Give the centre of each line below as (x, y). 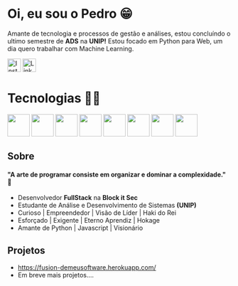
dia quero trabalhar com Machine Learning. (71, 48)
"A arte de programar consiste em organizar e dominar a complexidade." (117, 174)
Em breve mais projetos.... (56, 275)
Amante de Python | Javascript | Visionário (80, 228)
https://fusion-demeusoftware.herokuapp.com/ (87, 268)
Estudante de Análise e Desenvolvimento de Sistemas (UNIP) (107, 206)
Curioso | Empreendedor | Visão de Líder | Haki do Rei (97, 213)
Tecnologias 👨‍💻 (54, 99)
